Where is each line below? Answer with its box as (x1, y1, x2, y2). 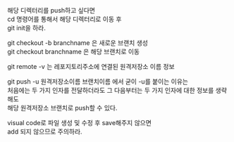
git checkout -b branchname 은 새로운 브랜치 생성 (7, 39, 148, 47)
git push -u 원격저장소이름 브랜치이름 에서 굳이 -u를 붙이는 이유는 (7, 77, 189, 86)
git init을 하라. (7, 24, 46, 32)
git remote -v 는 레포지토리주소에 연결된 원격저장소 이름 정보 (7, 63, 175, 70)
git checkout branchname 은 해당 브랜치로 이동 (7, 48, 140, 56)
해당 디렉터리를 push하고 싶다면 (7, 6, 95, 14)
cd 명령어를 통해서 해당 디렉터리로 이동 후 (7, 15, 122, 23)
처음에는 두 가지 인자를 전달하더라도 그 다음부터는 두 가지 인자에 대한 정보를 (7, 86, 214, 94)
